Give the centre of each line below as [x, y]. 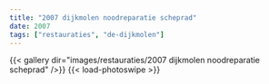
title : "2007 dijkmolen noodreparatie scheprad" [103, 18]
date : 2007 [30, 26]
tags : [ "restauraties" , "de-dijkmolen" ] [87, 34]
